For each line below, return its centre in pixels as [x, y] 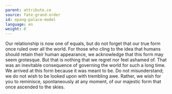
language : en [19, 24]
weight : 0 [16, 29]
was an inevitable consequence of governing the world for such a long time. [85, 65]
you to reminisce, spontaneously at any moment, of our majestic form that [83, 82]
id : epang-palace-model [31, 19]
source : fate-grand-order [33, 15]
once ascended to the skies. [35, 87]
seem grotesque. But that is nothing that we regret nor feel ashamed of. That [86, 60]
